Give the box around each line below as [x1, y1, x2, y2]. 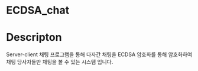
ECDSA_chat [6, 4, 70, 17]
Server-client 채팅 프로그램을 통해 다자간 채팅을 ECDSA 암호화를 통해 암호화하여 [6, 51, 193, 58]
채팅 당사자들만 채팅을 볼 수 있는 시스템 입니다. [6, 59, 113, 66]
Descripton [6, 31, 62, 44]
